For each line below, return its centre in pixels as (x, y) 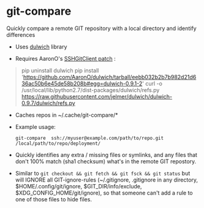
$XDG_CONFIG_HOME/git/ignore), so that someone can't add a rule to (104, 193)
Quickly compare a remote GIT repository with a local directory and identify (102, 28)
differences (21, 34)
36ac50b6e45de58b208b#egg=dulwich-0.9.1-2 (82, 83)
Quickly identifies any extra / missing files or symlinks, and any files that (106, 155)
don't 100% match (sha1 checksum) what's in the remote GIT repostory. (106, 161)
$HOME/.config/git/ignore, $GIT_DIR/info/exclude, (78, 186)
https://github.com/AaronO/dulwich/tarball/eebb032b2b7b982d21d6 (110, 77)
